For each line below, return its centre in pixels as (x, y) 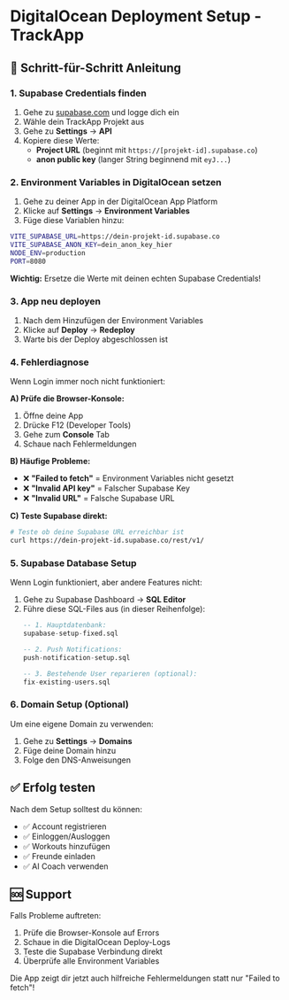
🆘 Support (41, 895)
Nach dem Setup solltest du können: (76, 809)
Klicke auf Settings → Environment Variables (106, 211)
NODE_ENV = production (48, 253)
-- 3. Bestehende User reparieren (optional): (110, 674)
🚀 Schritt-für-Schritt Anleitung (96, 68)
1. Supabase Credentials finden (78, 93)
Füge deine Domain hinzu (69, 750)
